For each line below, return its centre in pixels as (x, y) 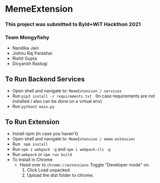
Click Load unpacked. (49, 170)
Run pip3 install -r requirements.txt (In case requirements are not (84, 96)
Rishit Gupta (25, 58)
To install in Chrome (32, 160)
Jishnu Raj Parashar (32, 53)
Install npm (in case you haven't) (45, 134)
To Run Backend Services (45, 79)
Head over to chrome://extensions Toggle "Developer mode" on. (85, 165)
